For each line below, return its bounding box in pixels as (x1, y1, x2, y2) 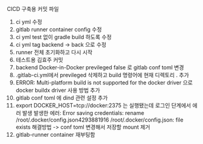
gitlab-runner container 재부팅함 (15, 131, 95, 138)
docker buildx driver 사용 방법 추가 (15, 87, 100, 94)
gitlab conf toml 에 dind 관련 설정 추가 (15, 94, 108, 101)
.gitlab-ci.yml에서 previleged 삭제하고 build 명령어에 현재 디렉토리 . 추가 (15, 72, 189, 78)
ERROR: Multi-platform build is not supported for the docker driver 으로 (15, 79, 193, 86)
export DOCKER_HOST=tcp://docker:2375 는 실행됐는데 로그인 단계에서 (15, 102, 191, 109)
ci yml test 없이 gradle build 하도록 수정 (15, 33, 112, 41)
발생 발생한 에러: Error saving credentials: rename (22, 109, 145, 117)
